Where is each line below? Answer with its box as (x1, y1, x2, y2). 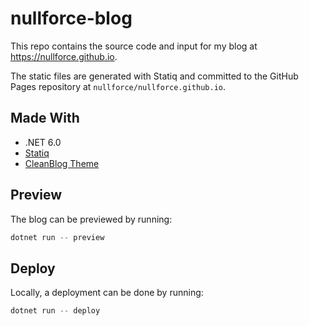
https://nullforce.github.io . (10, 50, 118, 62)
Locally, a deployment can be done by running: (10, 287, 204, 299)
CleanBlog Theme (24, 157, 100, 169)
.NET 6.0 (24, 136, 62, 148)
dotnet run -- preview (10, 232, 105, 242)
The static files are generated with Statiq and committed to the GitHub (10, 70, 299, 82)
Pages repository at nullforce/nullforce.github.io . (10, 80, 226, 92)
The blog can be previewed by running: (10, 213, 173, 225)
